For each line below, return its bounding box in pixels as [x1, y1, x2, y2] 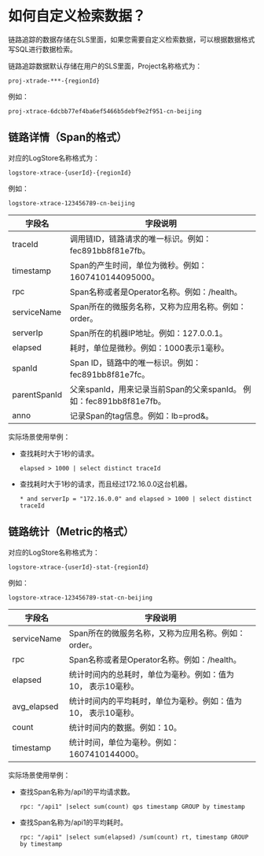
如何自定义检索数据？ [8, 7, 147, 25]
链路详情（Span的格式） [8, 131, 127, 144]
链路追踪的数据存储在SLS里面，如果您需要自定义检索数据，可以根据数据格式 [8, 35, 255, 44]
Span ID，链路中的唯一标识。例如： [69, 357, 202, 368]
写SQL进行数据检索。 [8, 44, 77, 53]
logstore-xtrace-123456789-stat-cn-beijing [8, 593, 153, 602]
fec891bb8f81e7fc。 [69, 369, 150, 380]
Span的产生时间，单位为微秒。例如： [69, 260, 207, 271]
